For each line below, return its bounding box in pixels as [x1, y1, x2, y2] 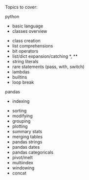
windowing [12, 165, 35, 171]
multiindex [12, 160, 33, 165]
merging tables [12, 134, 43, 139]
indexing [12, 98, 30, 104]
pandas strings [12, 139, 43, 145]
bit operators [12, 48, 39, 54]
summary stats [12, 129, 43, 134]
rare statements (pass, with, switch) [12, 64, 85, 69]
